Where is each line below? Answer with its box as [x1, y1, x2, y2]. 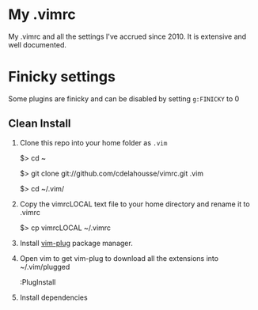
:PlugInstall [19, 277, 56, 286]
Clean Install [8, 117, 71, 130]
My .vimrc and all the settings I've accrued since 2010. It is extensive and [8, 32, 247, 41]
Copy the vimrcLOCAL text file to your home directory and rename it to [19, 199, 251, 209]
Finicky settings [8, 68, 116, 86]
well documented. [8, 40, 67, 49]
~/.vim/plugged [19, 262, 70, 271]
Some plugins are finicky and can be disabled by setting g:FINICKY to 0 [8, 93, 240, 104]
